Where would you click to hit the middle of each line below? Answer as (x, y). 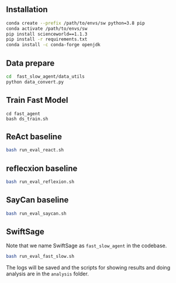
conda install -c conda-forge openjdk (53, 45)
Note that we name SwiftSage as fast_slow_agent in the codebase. (87, 246)
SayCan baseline (37, 200)
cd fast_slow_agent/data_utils (45, 77)
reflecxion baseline (42, 168)
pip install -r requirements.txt (47, 39)
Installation (27, 10)
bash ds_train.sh (27, 119)
